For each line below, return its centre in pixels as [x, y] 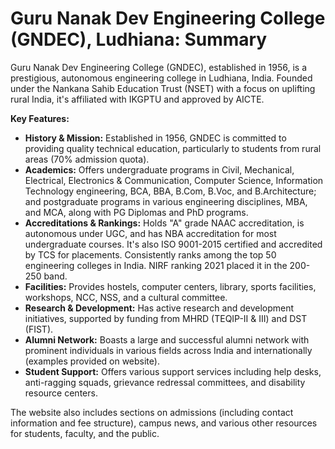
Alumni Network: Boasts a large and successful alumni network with [167, 339]
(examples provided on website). [92, 361]
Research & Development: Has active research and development [159, 308]
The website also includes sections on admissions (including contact [152, 412]
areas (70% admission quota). [87, 159]
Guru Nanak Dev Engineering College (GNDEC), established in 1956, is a [158, 67]
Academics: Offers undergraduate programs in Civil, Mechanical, [159, 169]
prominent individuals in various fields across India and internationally [168, 350]
